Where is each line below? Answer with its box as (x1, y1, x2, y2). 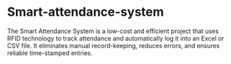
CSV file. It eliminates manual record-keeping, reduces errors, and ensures (7, 41, 220, 50)
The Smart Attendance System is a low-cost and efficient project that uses (7, 27, 219, 35)
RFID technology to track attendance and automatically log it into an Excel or (7, 34, 225, 42)
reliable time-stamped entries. (7, 49, 93, 57)
